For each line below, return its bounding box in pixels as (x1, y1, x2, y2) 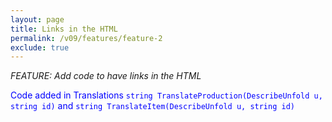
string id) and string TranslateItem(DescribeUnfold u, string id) (10, 100, 295, 112)
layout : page (10, 14, 65, 25)
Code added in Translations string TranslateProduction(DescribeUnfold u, (10, 89, 323, 101)
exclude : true (10, 42, 70, 53)
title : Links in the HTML (10, 24, 118, 34)
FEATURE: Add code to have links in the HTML (10, 70, 202, 82)
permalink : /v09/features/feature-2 (10, 33, 163, 43)
